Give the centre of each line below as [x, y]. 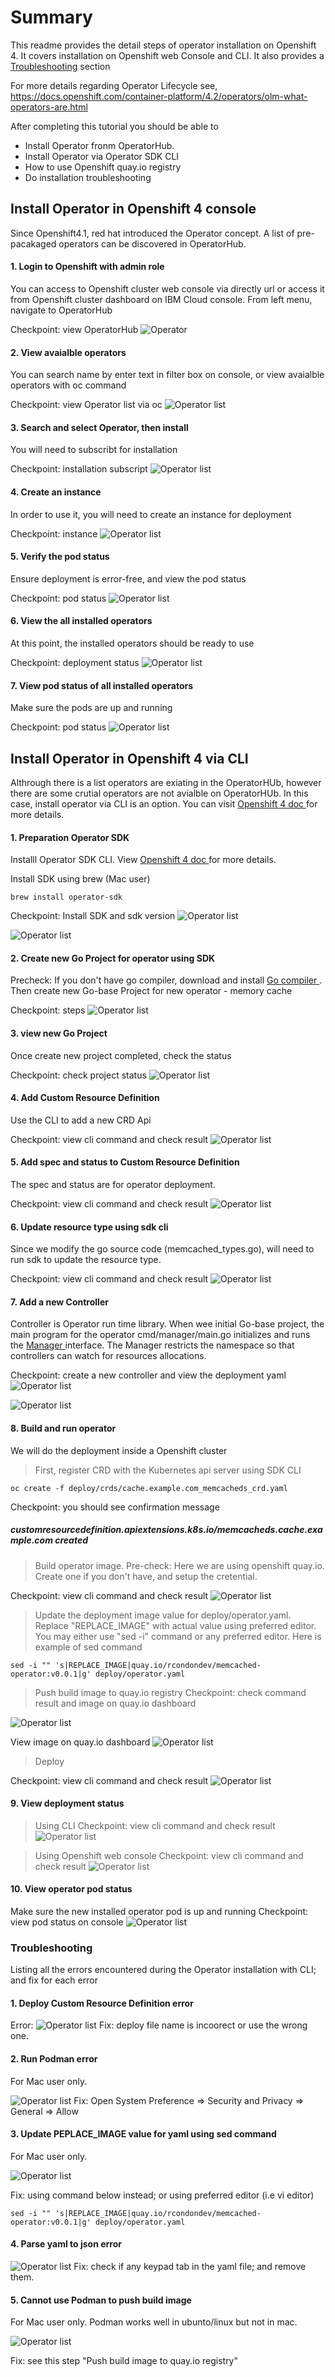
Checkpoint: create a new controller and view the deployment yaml [148, 1375]
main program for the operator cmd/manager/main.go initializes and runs [160, 1335]
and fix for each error [54, 1980]
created [71, 1540]
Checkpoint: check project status [78, 1075]
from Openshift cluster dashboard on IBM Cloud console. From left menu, [161, 299]
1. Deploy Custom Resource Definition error [102, 2003]
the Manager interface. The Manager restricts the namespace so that [152, 1345]
